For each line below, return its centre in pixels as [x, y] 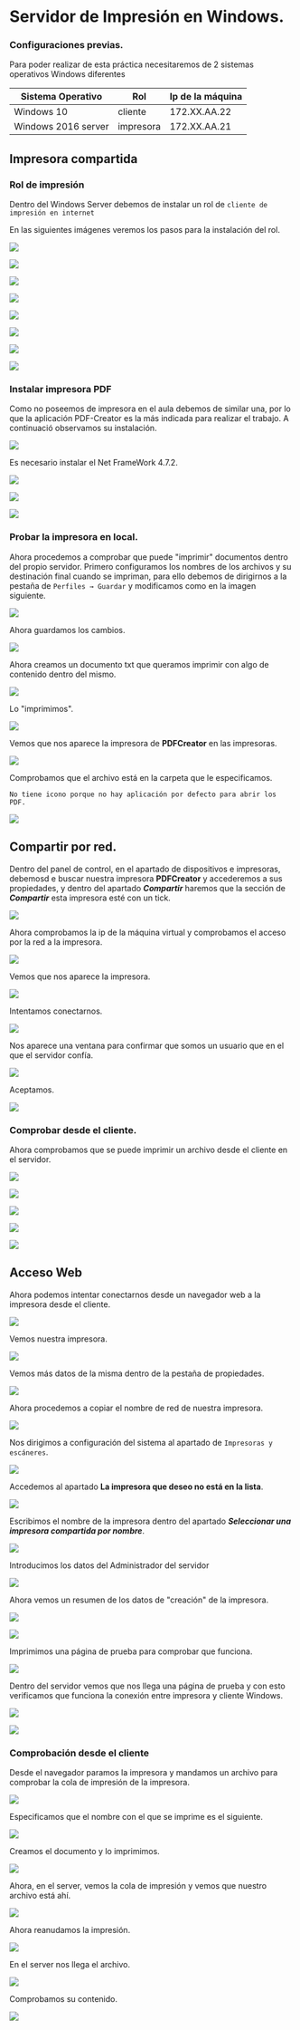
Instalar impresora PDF [61, 390]
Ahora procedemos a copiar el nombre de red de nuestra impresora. [136, 1408]
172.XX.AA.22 [201, 112]
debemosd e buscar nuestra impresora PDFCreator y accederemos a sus [146, 878]
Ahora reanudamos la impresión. [70, 1929]
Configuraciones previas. [66, 45]
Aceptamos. [32, 1090]
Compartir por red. [63, 847]
